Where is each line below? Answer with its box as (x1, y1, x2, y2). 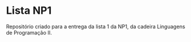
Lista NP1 (6, 4, 52, 17)
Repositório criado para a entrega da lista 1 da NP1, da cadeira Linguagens (6, 23, 186, 30)
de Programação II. (6, 29, 52, 36)
